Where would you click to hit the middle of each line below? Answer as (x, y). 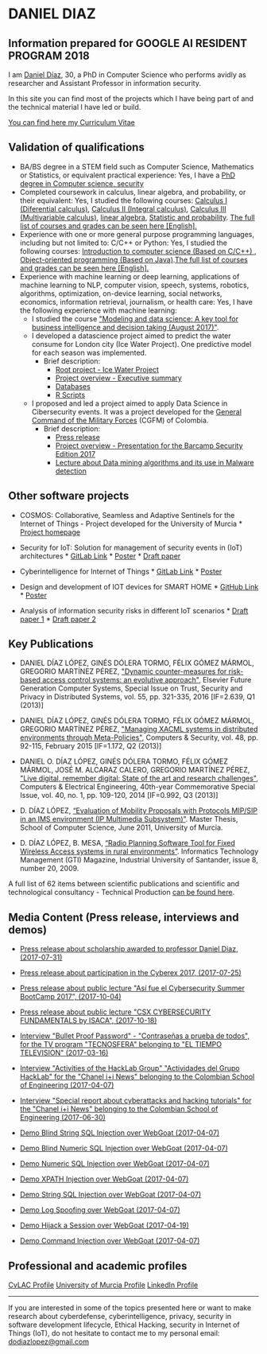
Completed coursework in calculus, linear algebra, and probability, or (133, 192)
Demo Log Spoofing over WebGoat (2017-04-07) (100, 1210)
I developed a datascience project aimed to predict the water (132, 336)
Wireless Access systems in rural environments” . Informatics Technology (139, 851)
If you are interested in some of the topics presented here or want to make (130, 1308)
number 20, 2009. (49, 869)
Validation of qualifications (76, 148)
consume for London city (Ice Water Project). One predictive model (141, 344)
